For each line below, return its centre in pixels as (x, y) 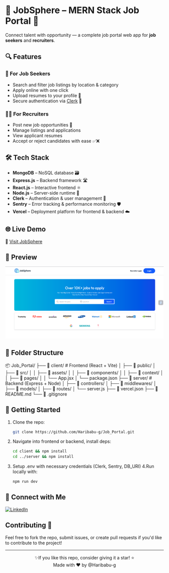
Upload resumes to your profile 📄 (47, 95)
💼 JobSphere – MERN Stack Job (72, 10)
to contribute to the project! (34, 543)
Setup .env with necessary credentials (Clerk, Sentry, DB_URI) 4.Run (83, 467)
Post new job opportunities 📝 (43, 125)
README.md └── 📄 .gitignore (36, 394)
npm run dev (25, 482)
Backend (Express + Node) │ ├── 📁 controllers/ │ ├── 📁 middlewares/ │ (81, 383)
